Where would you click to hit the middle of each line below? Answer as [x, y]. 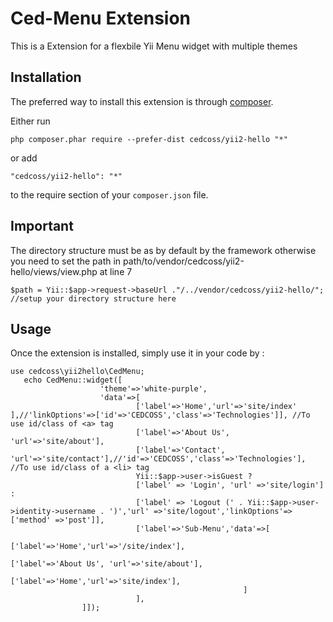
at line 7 [116, 271]
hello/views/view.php [54, 271]
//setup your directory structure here [93, 298]
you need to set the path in [66, 261]
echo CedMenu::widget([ [73, 380]
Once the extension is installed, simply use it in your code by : [137, 353]
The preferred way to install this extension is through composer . [142, 101]
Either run [30, 121]
